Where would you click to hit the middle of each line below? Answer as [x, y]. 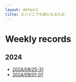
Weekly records [38, 39]
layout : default [22, 10]
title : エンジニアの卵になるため [35, 14]
